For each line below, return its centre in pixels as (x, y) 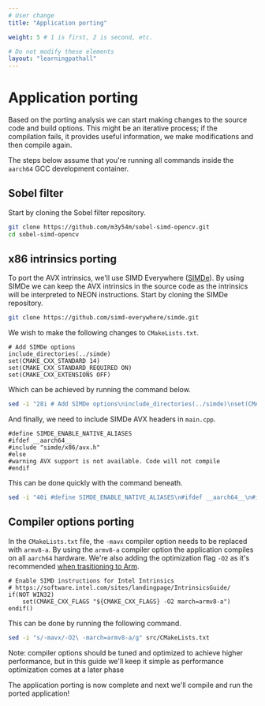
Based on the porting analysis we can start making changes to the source (128, 120)
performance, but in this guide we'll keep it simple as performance (116, 661)
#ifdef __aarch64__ (40, 441)
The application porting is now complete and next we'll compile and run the (131, 685)
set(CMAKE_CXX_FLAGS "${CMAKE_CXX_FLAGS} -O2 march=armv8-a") (127, 602)
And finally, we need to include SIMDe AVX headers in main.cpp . (112, 419)
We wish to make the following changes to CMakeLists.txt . (104, 333)
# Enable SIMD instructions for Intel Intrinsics (91, 581)
